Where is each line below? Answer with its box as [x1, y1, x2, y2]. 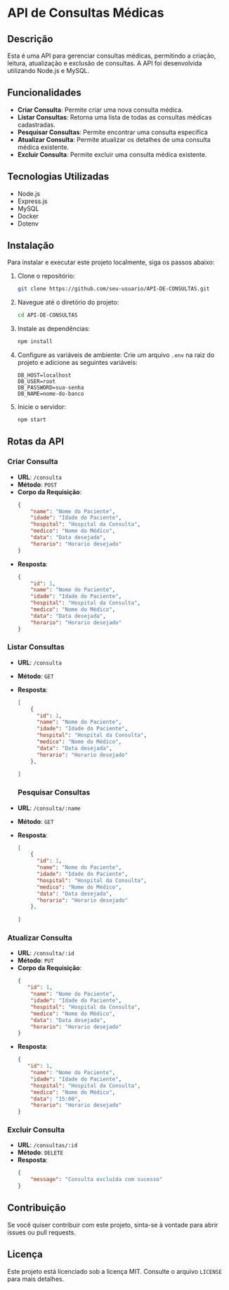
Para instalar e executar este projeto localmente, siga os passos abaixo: [7, 258, 215, 266]
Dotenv [17, 219, 39, 228]
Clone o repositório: [17, 272, 75, 280]
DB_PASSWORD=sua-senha [17, 385, 84, 392]
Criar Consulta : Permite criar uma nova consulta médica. [17, 105, 184, 114]
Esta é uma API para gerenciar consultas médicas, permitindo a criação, [7, 51, 216, 60]
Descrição [7, 33, 53, 45]
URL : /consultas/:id [17, 1141, 78, 1149]
